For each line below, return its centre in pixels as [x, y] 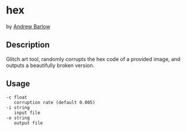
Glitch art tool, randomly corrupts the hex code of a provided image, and [93, 59]
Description [28, 45]
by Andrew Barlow [28, 26]
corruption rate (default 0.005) [54, 102]
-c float [17, 97]
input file [27, 113]
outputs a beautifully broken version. [50, 65]
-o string [18, 118]
